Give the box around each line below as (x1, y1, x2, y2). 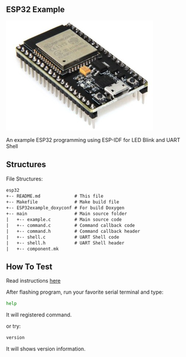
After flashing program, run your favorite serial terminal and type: (6, 288, 164, 295)
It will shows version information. (6, 345, 86, 352)
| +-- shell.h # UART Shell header (6, 240, 125, 246)
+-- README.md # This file (6, 193, 104, 199)
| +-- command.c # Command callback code (6, 222, 135, 228)
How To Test (6, 262, 53, 272)
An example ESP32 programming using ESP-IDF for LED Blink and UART (6, 136, 181, 143)
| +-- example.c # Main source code (6, 216, 122, 222)
